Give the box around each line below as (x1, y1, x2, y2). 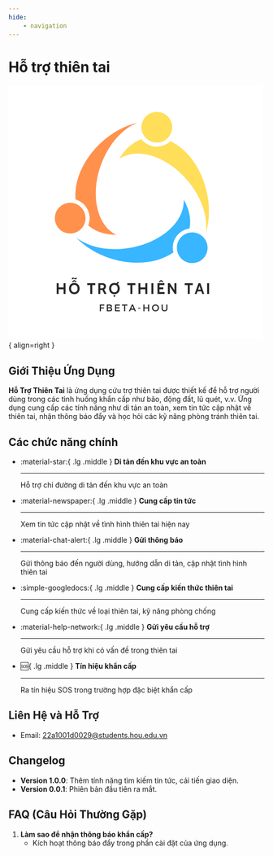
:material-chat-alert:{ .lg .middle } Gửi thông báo (19, 535, 184, 545)
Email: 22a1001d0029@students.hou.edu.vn (19, 730, 168, 740)
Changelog (8, 753, 66, 768)
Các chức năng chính (8, 435, 119, 449)
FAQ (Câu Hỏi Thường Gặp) (8, 808, 148, 822)
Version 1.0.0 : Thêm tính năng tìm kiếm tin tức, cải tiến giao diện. (19, 775, 240, 785)
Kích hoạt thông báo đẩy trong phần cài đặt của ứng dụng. (32, 838, 229, 848)
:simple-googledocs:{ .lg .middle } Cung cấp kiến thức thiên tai (19, 583, 234, 593)
